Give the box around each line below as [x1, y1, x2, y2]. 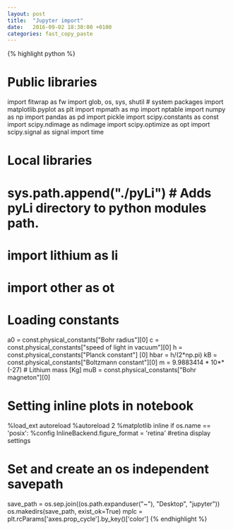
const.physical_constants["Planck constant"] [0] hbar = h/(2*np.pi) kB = [7, 350, 217, 359]
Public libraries [7, 74, 97, 91]
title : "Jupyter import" [7, 17, 83, 24]
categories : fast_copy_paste [7, 30, 93, 38]
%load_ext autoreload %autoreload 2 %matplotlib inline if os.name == [7, 421, 211, 430]
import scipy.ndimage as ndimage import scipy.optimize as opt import [7, 120, 210, 129]
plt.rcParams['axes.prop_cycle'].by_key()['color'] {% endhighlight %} [7, 514, 208, 523]
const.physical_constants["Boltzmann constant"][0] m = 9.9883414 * [7, 358, 210, 367]
